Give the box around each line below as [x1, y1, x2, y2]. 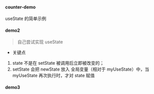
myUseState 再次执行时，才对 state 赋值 [12, 73, 95, 79]
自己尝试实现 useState [17, 39, 63, 45]
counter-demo [5, 4, 36, 10]
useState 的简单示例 [5, 15, 46, 22]
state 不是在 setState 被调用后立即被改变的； [12, 60, 104, 66]
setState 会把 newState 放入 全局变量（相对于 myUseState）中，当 [12, 66, 150, 72]
